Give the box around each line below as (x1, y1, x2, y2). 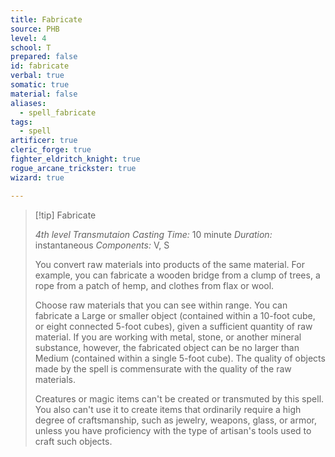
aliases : (10, 98, 47, 108)
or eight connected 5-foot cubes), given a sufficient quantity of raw (34, 320, 313, 332)
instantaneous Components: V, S (34, 239, 170, 251)
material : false (10, 89, 78, 99)
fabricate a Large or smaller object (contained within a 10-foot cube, (34, 309, 316, 321)
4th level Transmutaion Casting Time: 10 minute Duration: (34, 228, 273, 240)
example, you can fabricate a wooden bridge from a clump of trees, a (34, 269, 321, 281)
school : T (10, 42, 52, 53)
